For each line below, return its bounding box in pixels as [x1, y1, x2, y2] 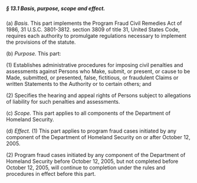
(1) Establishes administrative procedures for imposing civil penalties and [6, 61, 183, 68]
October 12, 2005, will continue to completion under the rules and [6, 163, 166, 171]
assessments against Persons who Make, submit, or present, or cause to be [6, 68, 191, 75]
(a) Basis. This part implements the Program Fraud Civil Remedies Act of [6, 20, 182, 27]
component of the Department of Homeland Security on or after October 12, [6, 133, 191, 140]
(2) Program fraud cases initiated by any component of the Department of [6, 151, 186, 158]
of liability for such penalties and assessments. [6, 98, 120, 105]
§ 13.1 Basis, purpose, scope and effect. [6, 5, 106, 12]
